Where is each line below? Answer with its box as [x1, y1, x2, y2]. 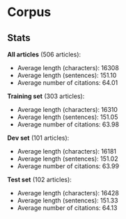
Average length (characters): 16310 [17, 106, 118, 113]
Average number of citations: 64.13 [17, 204, 118, 212]
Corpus [7, 4, 52, 20]
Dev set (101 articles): [7, 133, 70, 142]
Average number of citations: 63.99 [17, 162, 120, 170]
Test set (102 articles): [7, 175, 72, 184]
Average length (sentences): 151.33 [17, 196, 118, 204]
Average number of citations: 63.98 [17, 120, 120, 129]
